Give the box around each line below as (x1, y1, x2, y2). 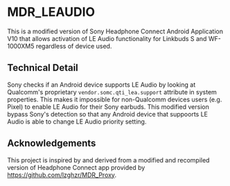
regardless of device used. (35, 42, 112, 50)
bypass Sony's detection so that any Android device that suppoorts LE (7, 110, 208, 118)
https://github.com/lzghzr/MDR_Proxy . (7, 171, 116, 179)
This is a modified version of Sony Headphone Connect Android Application (7, 27, 224, 35)
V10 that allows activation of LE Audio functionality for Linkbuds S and (7, 34, 207, 42)
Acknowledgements (7, 137, 96, 149)
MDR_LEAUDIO (7, 4, 96, 20)
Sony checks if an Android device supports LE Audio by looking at (7, 81, 196, 89)
